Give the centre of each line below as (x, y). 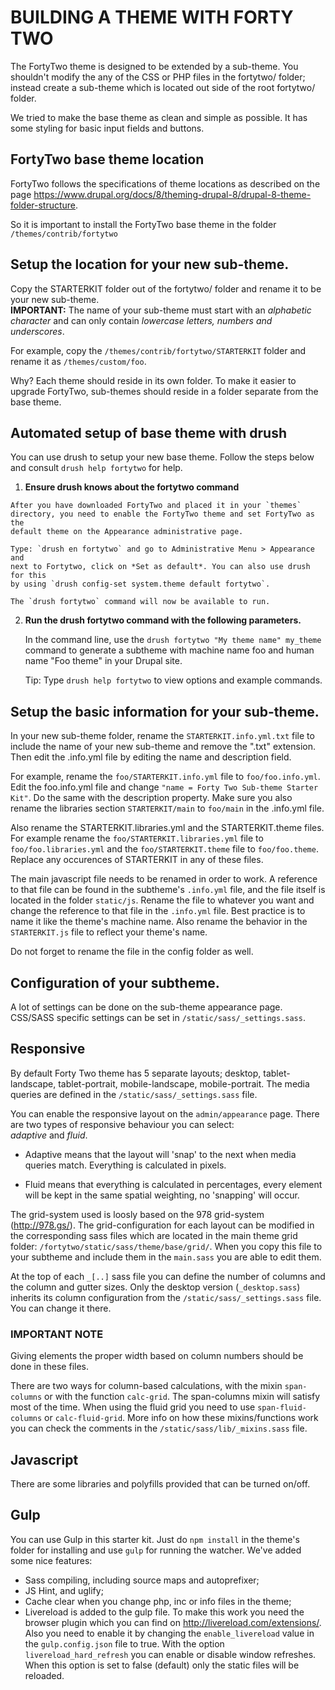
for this (28, 576)
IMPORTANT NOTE (57, 1334)
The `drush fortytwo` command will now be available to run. (140, 602)
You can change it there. (61, 1308)
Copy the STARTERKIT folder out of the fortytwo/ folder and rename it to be (166, 288)
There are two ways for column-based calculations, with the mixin (146, 1386)
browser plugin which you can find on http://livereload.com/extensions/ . (173, 1622)
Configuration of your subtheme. (115, 982)
